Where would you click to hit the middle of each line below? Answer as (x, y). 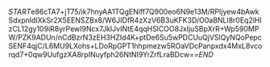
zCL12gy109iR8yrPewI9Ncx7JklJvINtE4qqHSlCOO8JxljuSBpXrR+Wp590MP (134, 29)
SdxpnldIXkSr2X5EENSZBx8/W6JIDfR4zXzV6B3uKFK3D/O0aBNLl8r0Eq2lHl (135, 20)
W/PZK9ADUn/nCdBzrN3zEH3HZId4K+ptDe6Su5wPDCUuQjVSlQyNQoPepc (135, 37)
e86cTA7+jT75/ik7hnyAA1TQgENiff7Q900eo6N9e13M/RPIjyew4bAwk (145, 12)
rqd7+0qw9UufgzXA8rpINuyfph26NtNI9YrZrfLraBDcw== (104, 54)
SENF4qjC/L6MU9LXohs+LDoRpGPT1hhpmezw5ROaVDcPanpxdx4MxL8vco (135, 46)
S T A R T (20, 12)
